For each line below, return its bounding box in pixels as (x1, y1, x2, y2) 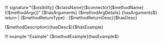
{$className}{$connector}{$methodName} (55, 5, 144, 10)
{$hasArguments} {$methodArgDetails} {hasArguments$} (41, 10, 157, 15)
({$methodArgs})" (4, 10, 41, 15)
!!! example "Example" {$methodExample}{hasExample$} (4, 34, 119, 39)
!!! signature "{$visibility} (4, 5, 54, 10)
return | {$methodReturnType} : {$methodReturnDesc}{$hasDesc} (4, 15, 137, 20)
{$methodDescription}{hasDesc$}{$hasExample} (4, 24, 104, 30)
